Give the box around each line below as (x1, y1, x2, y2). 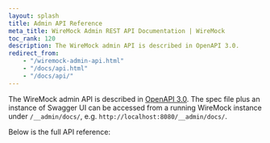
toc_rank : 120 (8, 34, 56, 43)
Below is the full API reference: (8, 127, 111, 137)
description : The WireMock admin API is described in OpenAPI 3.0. (8, 42, 240, 50)
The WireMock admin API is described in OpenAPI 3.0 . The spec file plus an (8, 94, 260, 103)
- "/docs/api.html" (23, 65, 89, 73)
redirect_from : (8, 49, 60, 57)
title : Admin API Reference (8, 19, 103, 27)
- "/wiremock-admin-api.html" (23, 57, 125, 65)
